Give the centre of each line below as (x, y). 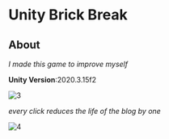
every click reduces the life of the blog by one (85, 111)
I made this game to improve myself (68, 64)
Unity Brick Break (68, 15)
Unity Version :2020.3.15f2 (53, 80)
